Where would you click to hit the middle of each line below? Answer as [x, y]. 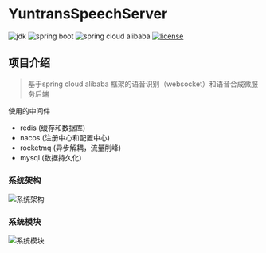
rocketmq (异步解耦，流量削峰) [70, 148]
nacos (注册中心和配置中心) [65, 137]
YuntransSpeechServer [88, 14]
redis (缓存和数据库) [53, 128]
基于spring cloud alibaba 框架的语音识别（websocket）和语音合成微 [139, 84]
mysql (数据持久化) [51, 157]
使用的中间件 [29, 111]
